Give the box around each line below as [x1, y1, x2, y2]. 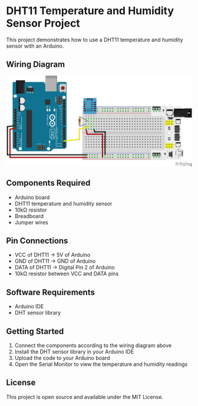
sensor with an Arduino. [6, 42, 64, 49]
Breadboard [14, 212, 44, 219]
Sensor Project [6, 16, 81, 30]
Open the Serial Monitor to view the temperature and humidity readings [14, 361, 188, 368]
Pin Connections [6, 236, 68, 246]
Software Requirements [6, 287, 95, 297]
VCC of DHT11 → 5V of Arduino [14, 252, 91, 259]
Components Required [6, 178, 91, 188]
